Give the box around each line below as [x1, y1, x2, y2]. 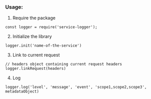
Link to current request [12, 52, 60, 58]
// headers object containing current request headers [5, 62, 122, 67]
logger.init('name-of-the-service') [5, 43, 82, 48]
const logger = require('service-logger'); [5, 25, 98, 30]
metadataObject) [5, 89, 39, 94]
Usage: [5, 4, 24, 11]
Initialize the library [12, 34, 52, 40]
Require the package [12, 15, 56, 21]
